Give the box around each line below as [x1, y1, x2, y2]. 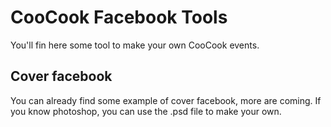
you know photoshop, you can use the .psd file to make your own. [10, 105, 282, 117]
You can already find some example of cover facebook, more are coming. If [10, 94, 322, 106]
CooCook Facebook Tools [10, 6, 228, 29]
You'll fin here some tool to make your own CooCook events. [10, 39, 260, 51]
